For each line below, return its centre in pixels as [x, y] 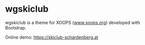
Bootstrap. [16, 27]
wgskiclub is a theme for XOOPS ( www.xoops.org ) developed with [72, 22]
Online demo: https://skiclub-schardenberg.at [52, 37]
